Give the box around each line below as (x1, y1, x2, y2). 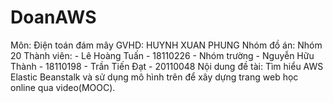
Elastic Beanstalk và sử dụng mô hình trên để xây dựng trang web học (10, 71, 299, 83)
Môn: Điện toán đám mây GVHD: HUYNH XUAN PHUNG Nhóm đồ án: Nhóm (10, 39, 323, 51)
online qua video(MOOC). (10, 81, 116, 93)
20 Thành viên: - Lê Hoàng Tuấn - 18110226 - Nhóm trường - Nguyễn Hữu (10, 49, 315, 61)
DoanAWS (10, 6, 97, 29)
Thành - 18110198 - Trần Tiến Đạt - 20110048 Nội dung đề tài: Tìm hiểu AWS (10, 60, 324, 72)
